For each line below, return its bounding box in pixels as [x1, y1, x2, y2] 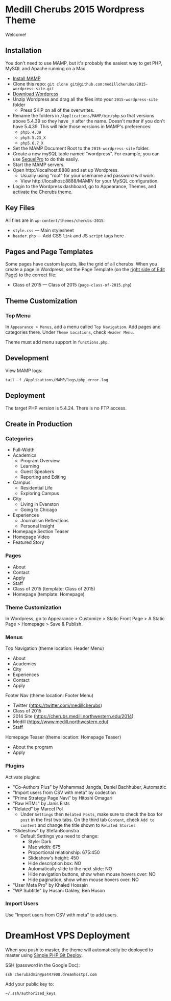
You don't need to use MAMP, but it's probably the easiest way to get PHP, [5, 60, 162, 66]
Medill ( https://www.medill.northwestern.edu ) [12, 719, 109, 725]
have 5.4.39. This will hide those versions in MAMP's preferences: [12, 123, 152, 129]
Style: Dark [28, 838, 52, 844]
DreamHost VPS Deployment [5, 930, 130, 942]
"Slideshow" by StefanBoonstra [12, 827, 79, 833]
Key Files [5, 203, 35, 212]
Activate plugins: [5, 774, 41, 780]
